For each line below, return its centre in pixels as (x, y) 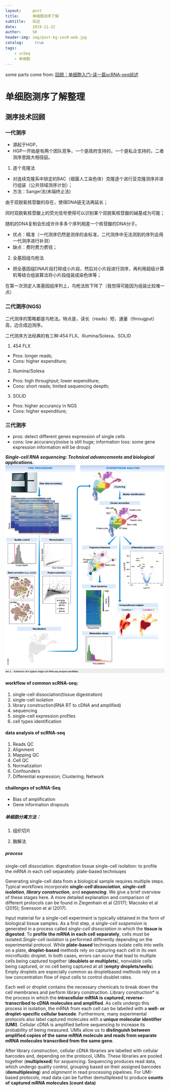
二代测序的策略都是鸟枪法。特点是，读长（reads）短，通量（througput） (81, 319)
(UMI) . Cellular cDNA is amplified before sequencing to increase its (75, 1024)
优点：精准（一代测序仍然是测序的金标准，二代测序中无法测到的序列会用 (88, 235)
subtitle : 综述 (23, 21)
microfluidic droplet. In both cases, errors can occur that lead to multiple (81, 955)
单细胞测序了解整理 (45, 97)
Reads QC (23, 744)
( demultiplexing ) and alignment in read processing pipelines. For (73, 1072)
